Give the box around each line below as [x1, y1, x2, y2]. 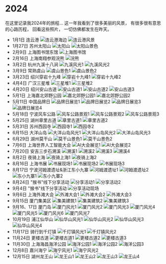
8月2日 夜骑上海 [12, 154, 46, 160]
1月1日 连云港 [12, 37, 40, 43]
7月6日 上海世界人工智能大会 [12, 142, 71, 148]
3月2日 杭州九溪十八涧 [12, 61, 58, 67]
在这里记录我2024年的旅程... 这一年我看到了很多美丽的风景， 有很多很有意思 [5, 20, 161, 26]
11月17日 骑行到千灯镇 [12, 228, 56, 234]
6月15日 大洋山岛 [12, 129, 47, 135]
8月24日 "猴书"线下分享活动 [12, 179, 69, 185]
